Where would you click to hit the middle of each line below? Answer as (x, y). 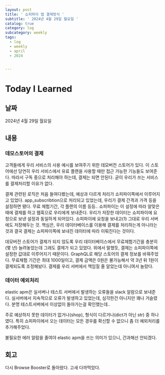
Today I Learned (39, 89)
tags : (11, 38)
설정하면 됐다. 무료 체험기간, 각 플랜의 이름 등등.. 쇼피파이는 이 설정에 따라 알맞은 (82, 207)
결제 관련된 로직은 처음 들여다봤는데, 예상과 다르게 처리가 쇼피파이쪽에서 (74, 194)
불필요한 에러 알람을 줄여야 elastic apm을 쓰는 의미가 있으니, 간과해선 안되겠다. (81, 338)
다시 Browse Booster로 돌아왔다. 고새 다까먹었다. (53, 368)
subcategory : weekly (26, 33)
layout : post (18, 10)
